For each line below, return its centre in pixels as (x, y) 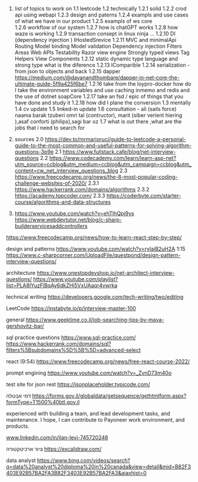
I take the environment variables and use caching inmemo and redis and (102, 90)
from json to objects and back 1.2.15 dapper (67, 71)
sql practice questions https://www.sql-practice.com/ (71, 337)
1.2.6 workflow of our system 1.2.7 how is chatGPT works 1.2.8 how (96, 27)
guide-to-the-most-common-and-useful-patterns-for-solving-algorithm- (103, 145)
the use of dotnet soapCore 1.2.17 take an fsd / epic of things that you (99, 96)
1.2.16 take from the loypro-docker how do (140, 84)
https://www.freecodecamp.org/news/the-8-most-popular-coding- (96, 177)
